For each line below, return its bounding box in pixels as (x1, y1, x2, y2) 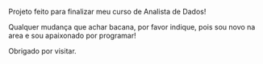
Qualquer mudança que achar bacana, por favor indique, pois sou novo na (8, 22, 256, 31)
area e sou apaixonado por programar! (8, 31, 136, 40)
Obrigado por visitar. (8, 46, 77, 55)
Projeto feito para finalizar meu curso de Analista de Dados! (8, 7, 207, 16)
